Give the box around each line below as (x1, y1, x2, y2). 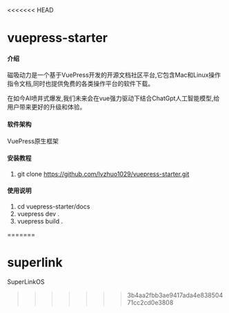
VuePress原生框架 (7, 136, 59, 145)
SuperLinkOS (7, 277, 45, 286)
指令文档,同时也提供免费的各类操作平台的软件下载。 (7, 80, 155, 88)
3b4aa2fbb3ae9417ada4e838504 (127, 291, 223, 299)
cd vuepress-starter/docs (17, 202, 90, 211)
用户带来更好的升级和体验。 (7, 103, 86, 111)
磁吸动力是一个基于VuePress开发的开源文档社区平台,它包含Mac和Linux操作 (7, 71, 221, 79)
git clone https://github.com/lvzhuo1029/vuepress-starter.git (17, 170, 190, 178)
